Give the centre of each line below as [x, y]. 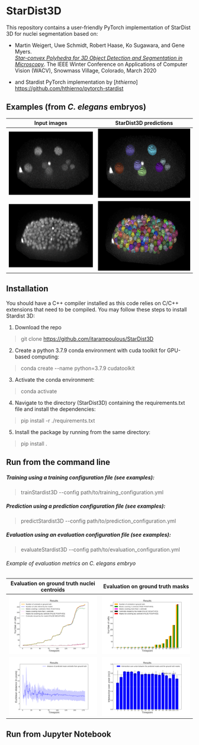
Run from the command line [58, 462]
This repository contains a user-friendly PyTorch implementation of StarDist [98, 27]
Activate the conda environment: [54, 379]
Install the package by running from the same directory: [83, 432]
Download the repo [38, 327]
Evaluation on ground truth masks [146, 586]
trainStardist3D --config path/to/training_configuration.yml [92, 492]
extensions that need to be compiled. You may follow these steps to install [97, 309]
